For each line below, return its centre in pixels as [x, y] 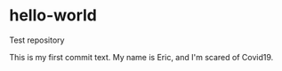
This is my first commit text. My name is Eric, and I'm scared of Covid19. [141, 57]
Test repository [37, 40]
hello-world [53, 16]
